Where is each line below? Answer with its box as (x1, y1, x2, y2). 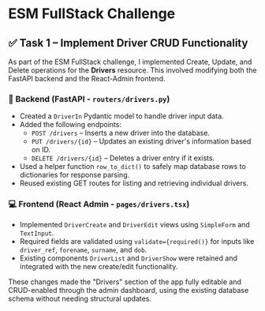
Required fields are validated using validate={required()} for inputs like (19, 236, 255, 245)
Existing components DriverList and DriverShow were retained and (19, 253, 238, 263)
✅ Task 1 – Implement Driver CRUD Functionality (8, 36, 248, 50)
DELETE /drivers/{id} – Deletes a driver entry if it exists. (31, 153, 215, 163)
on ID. (31, 145, 51, 155)
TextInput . (19, 228, 54, 238)
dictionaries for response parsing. (19, 170, 130, 180)
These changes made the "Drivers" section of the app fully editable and (8, 277, 242, 287)
